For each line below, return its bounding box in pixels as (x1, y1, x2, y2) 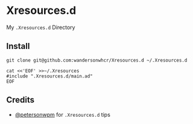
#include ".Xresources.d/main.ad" (6, 73, 93, 79)
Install (6, 41, 30, 51)
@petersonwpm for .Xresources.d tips (14, 111, 110, 118)
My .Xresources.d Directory (6, 24, 75, 31)
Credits (6, 95, 35, 105)
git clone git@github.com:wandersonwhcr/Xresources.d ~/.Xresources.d (6, 57, 188, 64)
